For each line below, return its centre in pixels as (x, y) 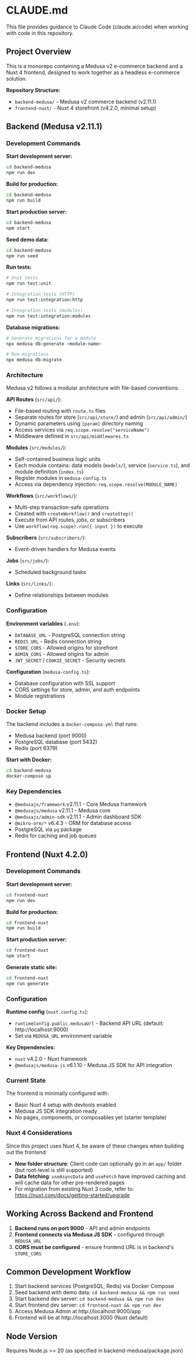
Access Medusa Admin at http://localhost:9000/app (78, 1311)
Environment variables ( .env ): (43, 623)
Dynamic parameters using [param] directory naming (79, 423)
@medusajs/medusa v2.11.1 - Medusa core (63, 811)
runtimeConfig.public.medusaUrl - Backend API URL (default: (89, 1023)
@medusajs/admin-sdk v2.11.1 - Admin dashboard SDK (78, 817)
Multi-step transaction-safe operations (62, 507)
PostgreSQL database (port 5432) (56, 742)
